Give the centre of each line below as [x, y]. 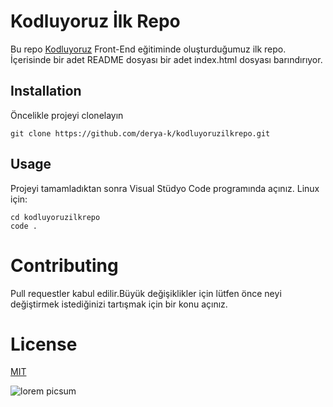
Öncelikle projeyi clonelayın [67, 115]
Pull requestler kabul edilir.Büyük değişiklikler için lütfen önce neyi [146, 293]
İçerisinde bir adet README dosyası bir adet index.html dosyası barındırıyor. [166, 59]
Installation [46, 91]
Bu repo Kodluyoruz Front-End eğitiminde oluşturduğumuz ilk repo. [148, 49]
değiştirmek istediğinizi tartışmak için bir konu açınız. [119, 304]
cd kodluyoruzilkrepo [55, 217]
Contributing [64, 265]
